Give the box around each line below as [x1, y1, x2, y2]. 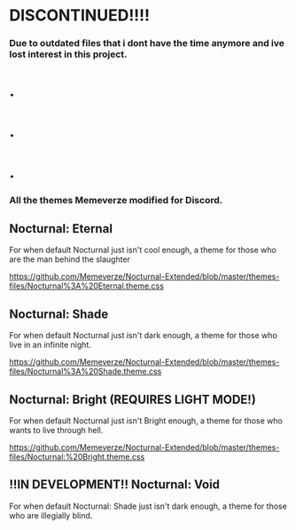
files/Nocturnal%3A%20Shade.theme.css [9, 366, 162, 377]
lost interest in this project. [9, 48, 128, 60]
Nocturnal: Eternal [9, 221, 113, 236]
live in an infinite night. [9, 339, 91, 351]
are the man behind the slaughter [9, 254, 131, 265]
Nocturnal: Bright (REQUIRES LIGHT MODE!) [9, 392, 257, 407]
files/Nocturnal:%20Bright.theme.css [9, 452, 145, 463]
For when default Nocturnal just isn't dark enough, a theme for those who [9, 330, 277, 341]
